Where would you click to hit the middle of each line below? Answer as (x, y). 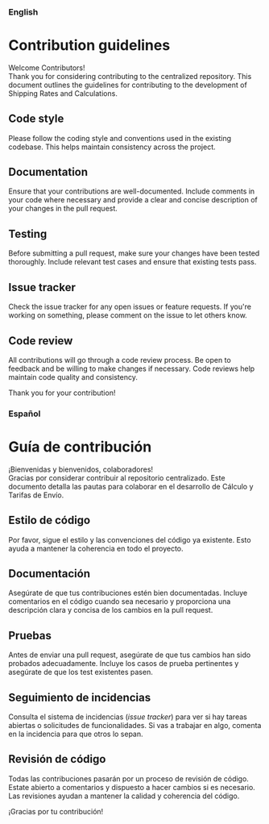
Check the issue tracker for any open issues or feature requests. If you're (130, 307)
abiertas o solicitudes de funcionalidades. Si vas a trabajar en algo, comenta (135, 726)
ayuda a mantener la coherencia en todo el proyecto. (96, 548)
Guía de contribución (80, 447)
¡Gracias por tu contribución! (56, 811)
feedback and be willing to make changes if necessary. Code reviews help (132, 368)
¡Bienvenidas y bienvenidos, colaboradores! (81, 469)
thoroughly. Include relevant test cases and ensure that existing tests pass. (132, 262)
